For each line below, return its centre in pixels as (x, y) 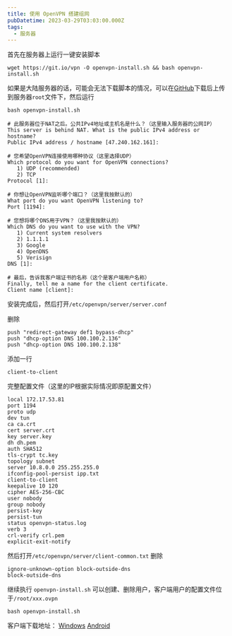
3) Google (31, 246)
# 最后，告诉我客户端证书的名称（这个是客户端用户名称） (79, 278)
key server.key (30, 437)
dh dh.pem (22, 443)
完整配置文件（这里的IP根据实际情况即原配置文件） (81, 387)
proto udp (22, 412)
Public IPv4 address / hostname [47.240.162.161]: (83, 143)
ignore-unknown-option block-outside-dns (69, 570)
